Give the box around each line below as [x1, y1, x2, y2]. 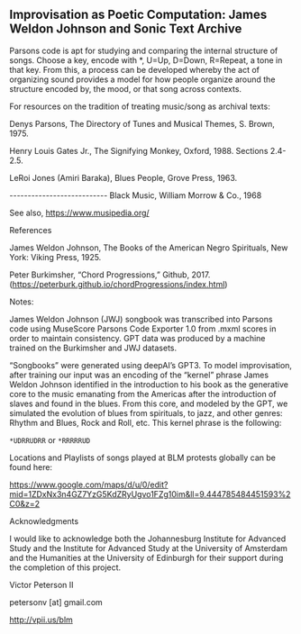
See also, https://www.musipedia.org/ [9, 207, 150, 218]
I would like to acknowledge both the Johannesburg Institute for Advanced [9, 533, 287, 544]
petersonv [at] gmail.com [9, 596, 104, 607]
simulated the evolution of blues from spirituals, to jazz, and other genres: [9, 407, 283, 418]
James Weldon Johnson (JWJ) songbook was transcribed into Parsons [9, 313, 273, 324]
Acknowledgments [9, 515, 79, 526]
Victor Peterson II [9, 579, 74, 590]
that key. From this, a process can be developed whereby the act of [9, 64, 260, 75]
